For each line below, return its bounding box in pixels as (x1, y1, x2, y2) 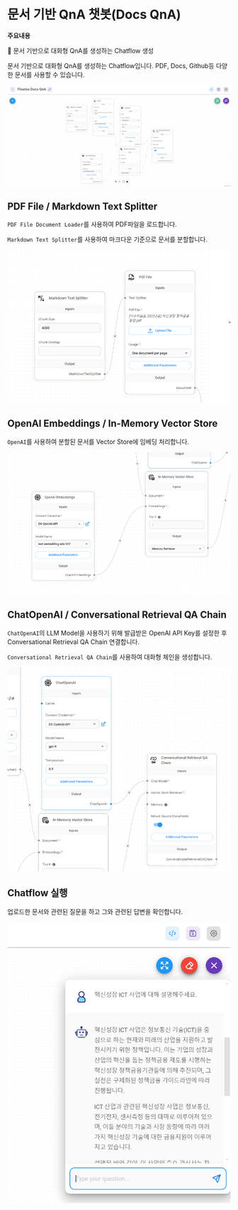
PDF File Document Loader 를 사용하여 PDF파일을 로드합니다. (7, 220, 177, 229)
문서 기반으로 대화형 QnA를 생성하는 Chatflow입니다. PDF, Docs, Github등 (7, 61, 215, 70)
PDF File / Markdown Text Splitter (7, 200, 158, 212)
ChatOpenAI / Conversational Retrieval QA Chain (7, 609, 227, 621)
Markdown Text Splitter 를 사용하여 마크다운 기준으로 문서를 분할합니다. (7, 235, 208, 244)
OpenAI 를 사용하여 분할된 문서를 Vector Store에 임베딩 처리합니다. (7, 437, 190, 446)
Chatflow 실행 (7, 887, 68, 899)
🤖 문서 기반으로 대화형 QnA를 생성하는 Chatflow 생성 (7, 46, 154, 55)
